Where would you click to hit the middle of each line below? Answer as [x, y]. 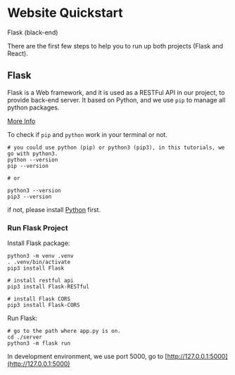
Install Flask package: [39, 243]
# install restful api [40, 281]
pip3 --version [30, 197]
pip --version [28, 166]
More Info [21, 121]
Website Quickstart [65, 13]
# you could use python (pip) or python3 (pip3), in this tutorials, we [116, 147]
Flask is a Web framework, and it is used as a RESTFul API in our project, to [116, 92]
